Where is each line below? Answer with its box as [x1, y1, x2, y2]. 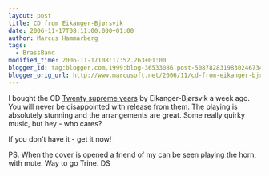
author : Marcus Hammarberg [8, 34, 98, 42]
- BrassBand [15, 49, 56, 57]
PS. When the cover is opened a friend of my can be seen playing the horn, [8, 150, 257, 159]
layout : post [8, 11, 52, 20]
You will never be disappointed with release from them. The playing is [8, 102, 238, 111]
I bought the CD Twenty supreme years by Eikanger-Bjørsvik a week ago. [8, 93, 251, 102]
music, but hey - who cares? [8, 118, 102, 128]
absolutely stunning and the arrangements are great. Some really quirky [8, 110, 246, 120]
